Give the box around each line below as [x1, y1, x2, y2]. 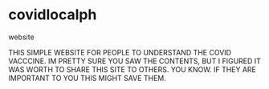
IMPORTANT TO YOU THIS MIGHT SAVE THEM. [8, 73, 167, 83]
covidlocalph [8, 6, 97, 24]
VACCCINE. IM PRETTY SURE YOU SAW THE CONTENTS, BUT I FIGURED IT [8, 56, 261, 66]
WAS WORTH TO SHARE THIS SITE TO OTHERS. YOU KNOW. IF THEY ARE [8, 64, 257, 74]
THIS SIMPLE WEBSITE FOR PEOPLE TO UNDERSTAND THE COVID [8, 47, 231, 57]
